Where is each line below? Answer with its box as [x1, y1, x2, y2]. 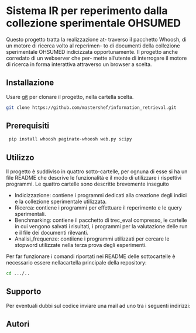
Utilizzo [6, 152, 35, 162]
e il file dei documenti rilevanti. [14, 229, 89, 236]
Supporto [6, 287, 42, 297]
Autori [6, 319, 30, 329]
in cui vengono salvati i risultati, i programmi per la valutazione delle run [14, 223, 188, 230]
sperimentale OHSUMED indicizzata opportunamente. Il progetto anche [6, 48, 178, 55]
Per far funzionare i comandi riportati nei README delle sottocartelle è [6, 253, 176, 260]
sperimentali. [14, 211, 46, 218]
